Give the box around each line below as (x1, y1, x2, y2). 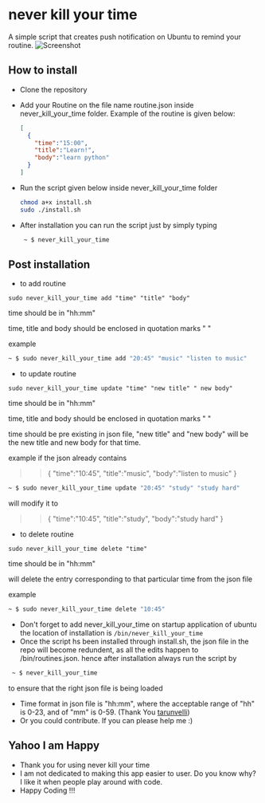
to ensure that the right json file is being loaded (8, 683, 163, 693)
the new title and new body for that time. (8, 438, 142, 447)
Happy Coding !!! (19, 785, 76, 795)
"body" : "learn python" (34, 154, 110, 162)
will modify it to (8, 498, 58, 508)
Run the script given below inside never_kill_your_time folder (19, 183, 218, 192)
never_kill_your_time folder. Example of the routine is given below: (19, 108, 236, 118)
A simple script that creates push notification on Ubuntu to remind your (8, 32, 241, 41)
